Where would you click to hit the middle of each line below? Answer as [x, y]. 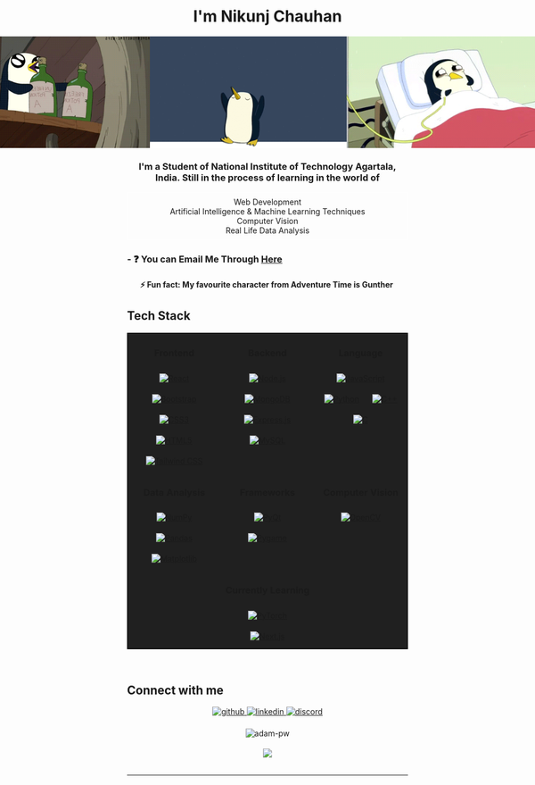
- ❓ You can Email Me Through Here [205, 259]
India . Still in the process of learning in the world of [267, 178]
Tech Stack [159, 316]
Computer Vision [267, 221]
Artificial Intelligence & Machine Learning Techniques [267, 212]
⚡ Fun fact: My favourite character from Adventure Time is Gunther [267, 284]
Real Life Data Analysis [267, 230]
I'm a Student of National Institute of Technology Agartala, [267, 166]
